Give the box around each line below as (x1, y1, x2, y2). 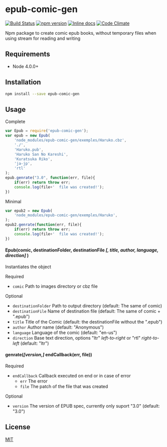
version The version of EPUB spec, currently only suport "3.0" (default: (12, 403, 160, 409)
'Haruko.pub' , (14, 147, 44, 152)
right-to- (141, 335, 159, 341)
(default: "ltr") (20, 340, 49, 346)
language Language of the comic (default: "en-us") (12, 329, 117, 336)
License (5, 423, 31, 431)
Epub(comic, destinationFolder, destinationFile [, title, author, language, (5, 247, 159, 253)
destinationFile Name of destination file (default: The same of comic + (12, 308, 160, 314)
